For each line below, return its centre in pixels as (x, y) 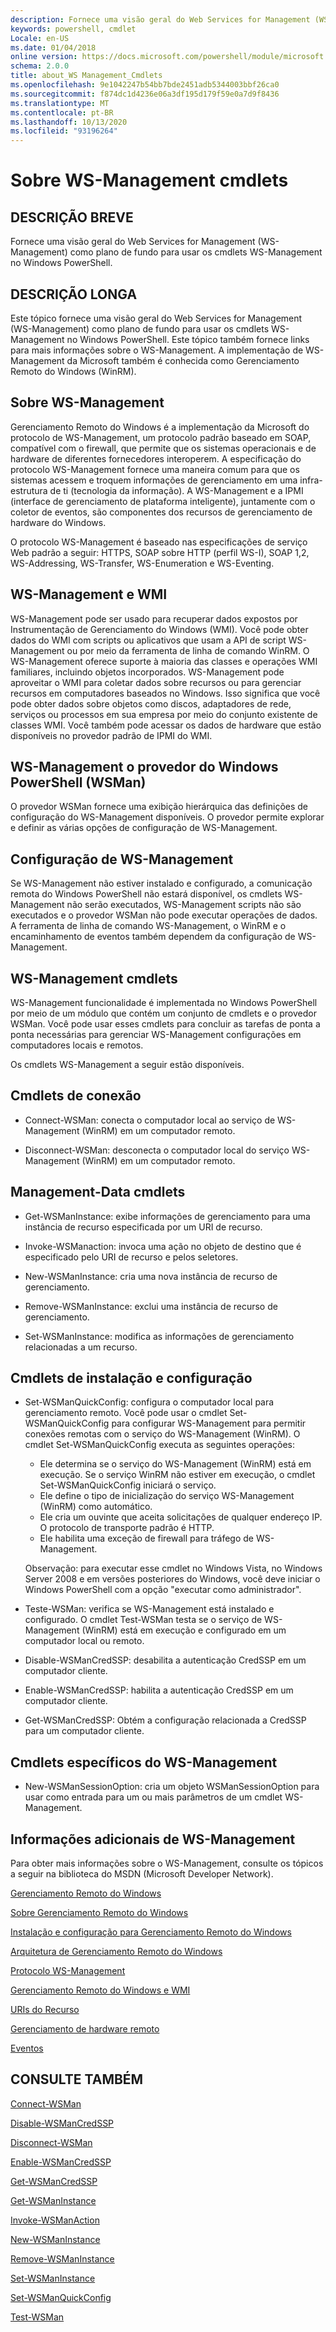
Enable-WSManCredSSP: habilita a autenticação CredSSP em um (159, 1690)
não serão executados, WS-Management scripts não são (184, 905)
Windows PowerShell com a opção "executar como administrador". (163, 1590)
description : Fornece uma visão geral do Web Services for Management (160, 19)
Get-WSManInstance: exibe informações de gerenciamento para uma (167, 1216)
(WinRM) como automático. (96, 1507)
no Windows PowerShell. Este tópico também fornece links (188, 339)
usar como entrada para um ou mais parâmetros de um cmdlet (153, 1797)
